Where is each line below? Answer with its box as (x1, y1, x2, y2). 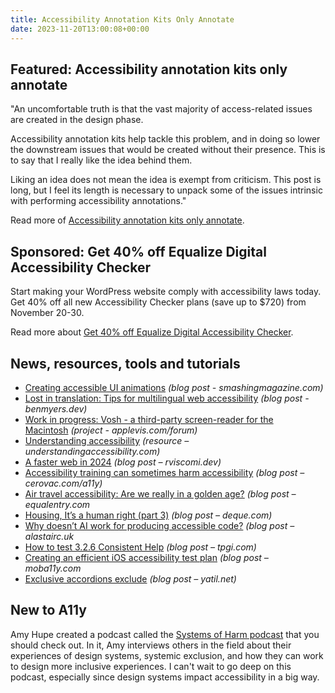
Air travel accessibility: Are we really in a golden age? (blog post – (24, 487, 297, 500)
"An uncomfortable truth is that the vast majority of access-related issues (10, 103, 313, 115)
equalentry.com (24, 498, 91, 510)
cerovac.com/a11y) (24, 477, 103, 489)
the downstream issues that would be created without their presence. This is (10, 144, 326, 156)
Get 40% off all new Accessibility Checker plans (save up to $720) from (10, 296, 307, 308)
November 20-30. (10, 307, 85, 319)
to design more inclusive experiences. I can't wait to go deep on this (10, 660, 292, 672)
